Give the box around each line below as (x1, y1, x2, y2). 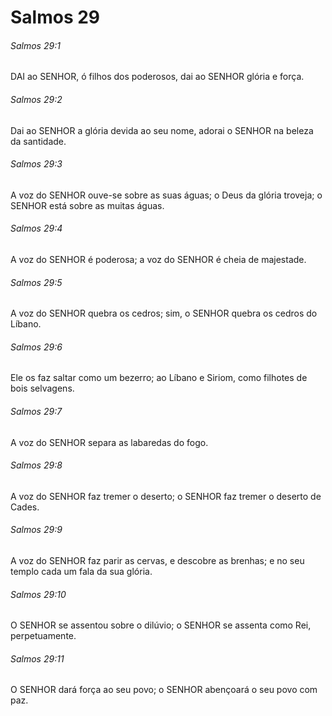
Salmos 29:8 (10, 459, 63, 471)
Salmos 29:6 (10, 341, 63, 353)
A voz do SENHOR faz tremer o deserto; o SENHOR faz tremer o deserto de (10, 490, 322, 502)
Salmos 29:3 (10, 158, 63, 170)
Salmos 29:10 (10, 588, 67, 600)
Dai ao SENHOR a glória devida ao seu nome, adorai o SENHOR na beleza (10, 124, 314, 136)
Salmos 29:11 (10, 652, 65, 665)
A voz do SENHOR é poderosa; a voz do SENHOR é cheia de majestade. (10, 254, 307, 265)
